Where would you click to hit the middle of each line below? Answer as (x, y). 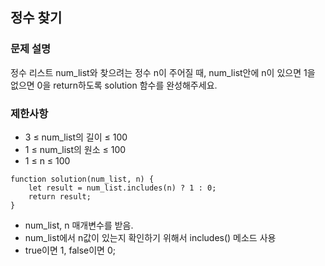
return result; (60, 196)
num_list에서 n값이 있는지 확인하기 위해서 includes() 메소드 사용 (150, 237)
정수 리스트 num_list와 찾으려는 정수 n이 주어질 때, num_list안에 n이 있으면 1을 (163, 72)
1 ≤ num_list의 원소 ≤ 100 (75, 149)
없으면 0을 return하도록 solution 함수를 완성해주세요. (114, 85)
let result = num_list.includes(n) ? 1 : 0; (122, 188)
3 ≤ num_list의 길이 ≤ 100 (76, 137)
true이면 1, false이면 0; (70, 250)
